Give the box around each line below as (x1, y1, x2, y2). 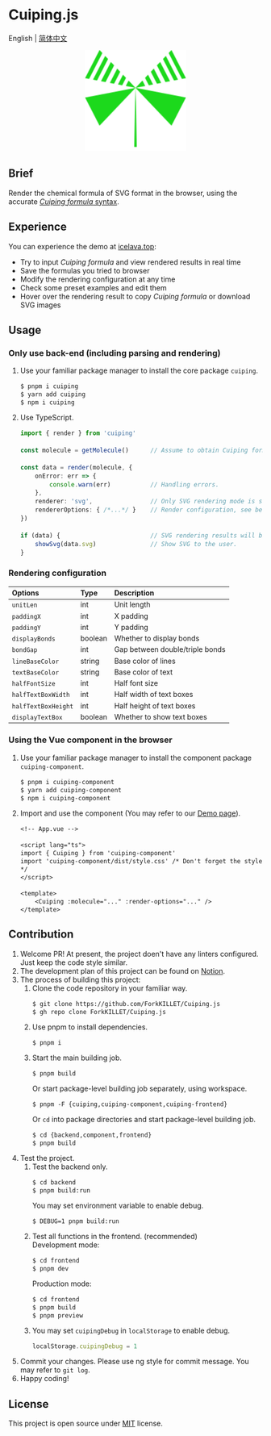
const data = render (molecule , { (19, 463, 133, 471)
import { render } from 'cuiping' (19, 429, 136, 437)
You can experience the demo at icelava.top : (8, 241, 157, 251)
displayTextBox (11, 713, 63, 721)
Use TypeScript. (19, 413, 74, 423)
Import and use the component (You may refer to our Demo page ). (19, 808, 241, 818)
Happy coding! (19, 1374, 69, 1384)
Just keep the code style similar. (19, 958, 127, 967)
